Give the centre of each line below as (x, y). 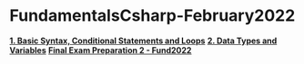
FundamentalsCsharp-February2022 (152, 16)
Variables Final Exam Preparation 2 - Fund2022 (101, 50)
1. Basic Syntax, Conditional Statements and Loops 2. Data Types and (143, 41)
